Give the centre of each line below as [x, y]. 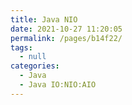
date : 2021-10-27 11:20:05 [66, 29]
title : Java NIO [44, 19]
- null [33, 57]
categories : [35, 66]
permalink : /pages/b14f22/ [66, 38]
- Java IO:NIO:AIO [58, 85]
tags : [21, 47]
